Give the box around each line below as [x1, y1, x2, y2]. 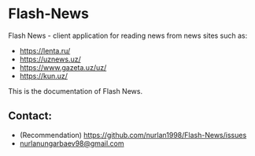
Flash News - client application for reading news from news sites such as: [8, 31, 248, 40]
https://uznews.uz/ [19, 54, 81, 64]
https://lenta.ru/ [19, 46, 71, 55]
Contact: [8, 110, 53, 123]
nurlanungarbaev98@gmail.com [19, 139, 124, 148]
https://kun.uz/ [19, 71, 68, 80]
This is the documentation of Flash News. [8, 86, 143, 95]
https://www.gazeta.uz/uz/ [19, 62, 107, 72]
